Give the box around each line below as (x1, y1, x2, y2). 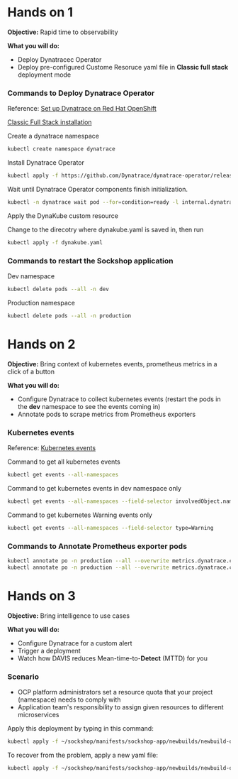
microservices (17, 710, 59, 719)
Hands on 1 (7, 4, 73, 21)
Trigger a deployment (17, 646, 81, 655)
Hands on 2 (7, 336, 76, 352)
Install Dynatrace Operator (7, 158, 85, 167)
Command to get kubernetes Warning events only (7, 511, 152, 519)
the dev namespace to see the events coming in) (17, 402, 161, 410)
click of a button (7, 367, 55, 376)
